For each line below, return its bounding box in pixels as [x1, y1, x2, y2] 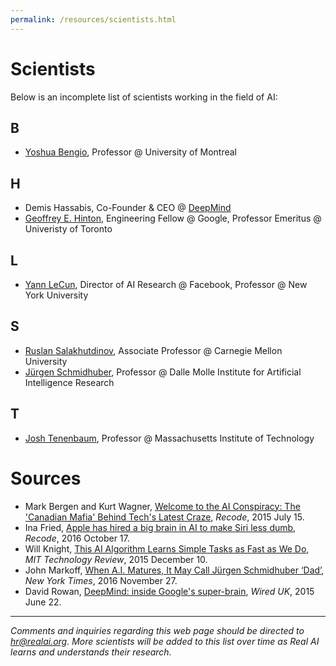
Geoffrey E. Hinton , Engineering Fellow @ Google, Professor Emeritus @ [24, 212, 322, 225]
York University [24, 289, 89, 301]
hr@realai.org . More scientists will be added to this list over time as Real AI [10, 635, 320, 647]
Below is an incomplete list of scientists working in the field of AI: [10, 91, 278, 103]
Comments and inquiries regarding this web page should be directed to [10, 624, 305, 636]
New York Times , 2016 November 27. [24, 574, 178, 586]
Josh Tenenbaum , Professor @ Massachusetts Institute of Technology [24, 432, 315, 444]
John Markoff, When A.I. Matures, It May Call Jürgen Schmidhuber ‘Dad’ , [24, 564, 325, 576]
